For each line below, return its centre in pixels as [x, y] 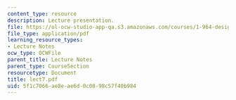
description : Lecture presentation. [61, 20]
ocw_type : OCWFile [34, 54]
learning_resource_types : [45, 40]
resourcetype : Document [42, 73]
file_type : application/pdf [48, 33]
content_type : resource [42, 14]
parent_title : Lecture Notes [50, 60]
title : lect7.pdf [33, 79]
